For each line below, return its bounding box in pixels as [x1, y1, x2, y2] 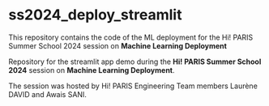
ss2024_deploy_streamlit [8, 6, 182, 24]
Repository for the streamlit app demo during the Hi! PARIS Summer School [8, 57, 262, 66]
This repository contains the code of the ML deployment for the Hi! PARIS [8, 32, 254, 42]
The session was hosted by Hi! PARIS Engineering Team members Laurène [8, 81, 258, 91]
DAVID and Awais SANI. [8, 89, 88, 99]
